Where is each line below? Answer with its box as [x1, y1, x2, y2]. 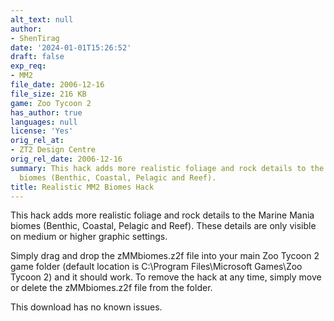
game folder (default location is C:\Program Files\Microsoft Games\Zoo [10, 261, 303, 273]
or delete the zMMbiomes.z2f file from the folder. [10, 282, 213, 294]
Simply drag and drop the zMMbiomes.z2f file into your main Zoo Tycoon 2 [10, 250, 320, 262]
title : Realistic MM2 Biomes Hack [10, 182, 155, 192]
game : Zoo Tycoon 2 [10, 98, 92, 108]
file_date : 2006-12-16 [10, 80, 105, 90]
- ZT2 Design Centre [10, 145, 97, 155]
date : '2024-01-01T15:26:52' [10, 42, 132, 53]
